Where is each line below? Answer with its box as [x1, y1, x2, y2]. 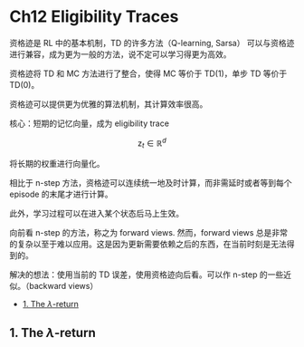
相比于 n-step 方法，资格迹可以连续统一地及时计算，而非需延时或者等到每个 [9, 178, 292, 188]
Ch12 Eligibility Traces [9, 6, 179, 27]
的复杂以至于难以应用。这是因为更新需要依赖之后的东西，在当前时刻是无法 [9, 238, 287, 250]
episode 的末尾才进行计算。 [9, 188, 113, 200]
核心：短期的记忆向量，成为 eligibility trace [9, 118, 170, 129]
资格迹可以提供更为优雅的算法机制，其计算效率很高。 [9, 98, 208, 110]
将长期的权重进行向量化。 [9, 159, 105, 169]
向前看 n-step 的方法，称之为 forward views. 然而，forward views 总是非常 [9, 227, 288, 238]
